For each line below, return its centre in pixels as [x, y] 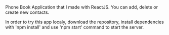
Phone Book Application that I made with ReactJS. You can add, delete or [82, 7]
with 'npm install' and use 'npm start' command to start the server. [75, 27]
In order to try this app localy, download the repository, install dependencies [85, 22]
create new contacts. [27, 12]
